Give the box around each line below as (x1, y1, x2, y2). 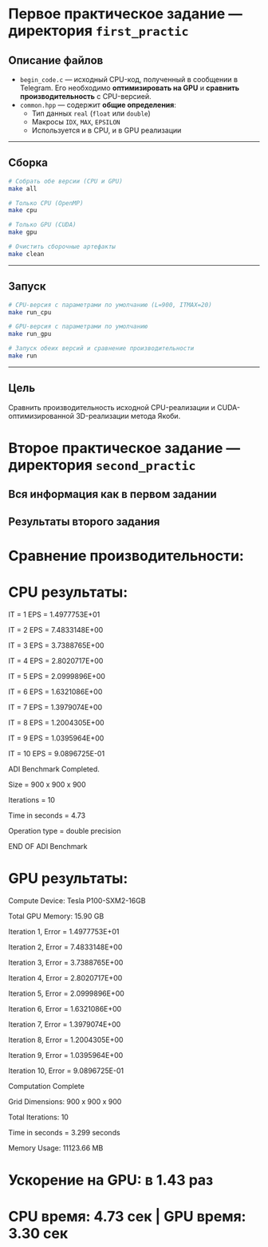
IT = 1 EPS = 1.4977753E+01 (8, 610, 100, 619)
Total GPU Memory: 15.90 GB (8, 911, 104, 921)
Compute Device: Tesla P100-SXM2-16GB (8, 895, 146, 906)
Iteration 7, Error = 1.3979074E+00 (8, 1019, 121, 1029)
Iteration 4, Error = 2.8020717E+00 (8, 973, 123, 982)
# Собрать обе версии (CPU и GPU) (8, 177, 124, 185)
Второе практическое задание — (8, 439, 241, 457)
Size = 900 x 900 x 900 (8, 779, 86, 789)
